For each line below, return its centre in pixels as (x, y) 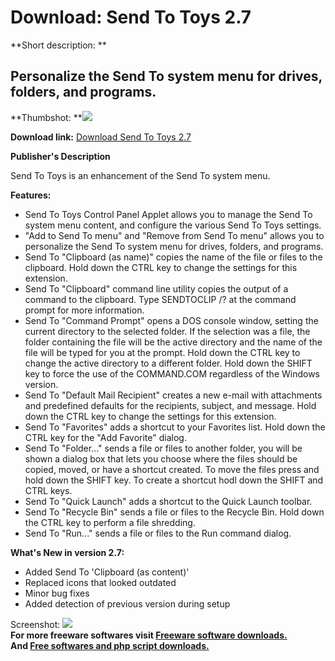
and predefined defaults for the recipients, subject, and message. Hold (170, 405)
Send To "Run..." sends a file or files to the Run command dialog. (158, 533)
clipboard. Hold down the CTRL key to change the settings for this (161, 267)
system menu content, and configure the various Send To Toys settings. (173, 225)
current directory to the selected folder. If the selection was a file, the (167, 331)
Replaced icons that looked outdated (100, 582)
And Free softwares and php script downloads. (110, 645)
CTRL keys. (48, 490)
